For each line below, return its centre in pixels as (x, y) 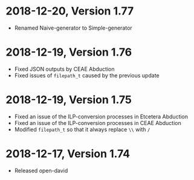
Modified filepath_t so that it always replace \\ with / (82, 129)
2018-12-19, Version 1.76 (69, 52)
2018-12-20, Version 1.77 (70, 11)
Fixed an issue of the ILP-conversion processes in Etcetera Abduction (101, 117)
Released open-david (41, 170)
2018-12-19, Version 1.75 (69, 100)
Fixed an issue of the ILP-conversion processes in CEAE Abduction (98, 123)
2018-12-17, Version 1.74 (68, 154)
